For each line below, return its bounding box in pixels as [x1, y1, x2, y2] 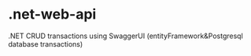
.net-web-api [8, 5, 97, 23]
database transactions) [8, 39, 83, 48]
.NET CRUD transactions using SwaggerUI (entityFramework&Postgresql [8, 31, 244, 40]
